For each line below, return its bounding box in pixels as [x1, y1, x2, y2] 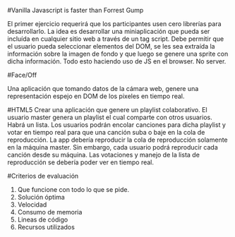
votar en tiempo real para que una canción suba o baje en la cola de [7, 128, 205, 136]
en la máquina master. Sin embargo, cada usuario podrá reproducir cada [7, 143, 219, 151]
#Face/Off [7, 71, 37, 79]
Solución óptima [17, 193, 65, 201]
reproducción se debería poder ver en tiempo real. [7, 158, 154, 166]
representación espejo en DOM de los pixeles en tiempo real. [7, 92, 185, 100]
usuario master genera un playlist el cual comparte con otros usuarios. [7, 113, 213, 121]
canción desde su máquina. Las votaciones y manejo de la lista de [7, 151, 200, 159]
